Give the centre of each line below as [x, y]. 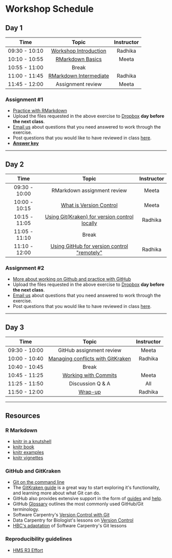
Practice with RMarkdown [40, 111]
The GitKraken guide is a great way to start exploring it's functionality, [86, 488]
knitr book [23, 447]
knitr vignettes [28, 458]
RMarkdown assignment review [89, 191]
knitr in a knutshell [32, 441]
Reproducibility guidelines [39, 539]
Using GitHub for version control [89, 246]
